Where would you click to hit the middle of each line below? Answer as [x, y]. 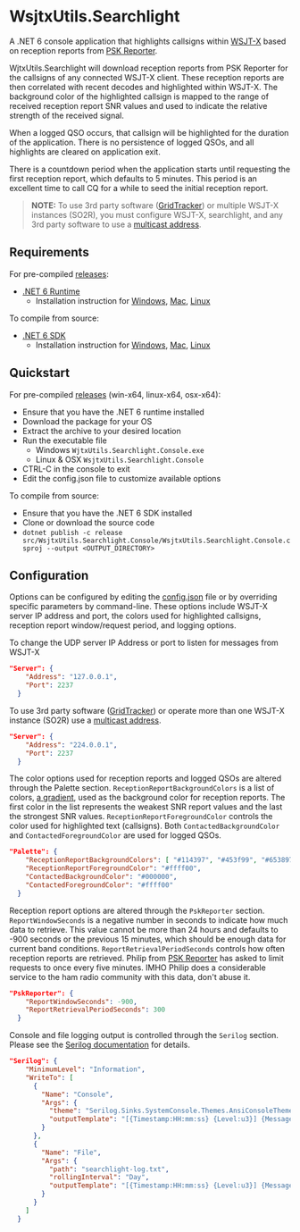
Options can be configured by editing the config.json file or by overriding [143, 597]
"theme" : [65, 1111]
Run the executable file [64, 440]
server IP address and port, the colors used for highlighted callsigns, [135, 616]
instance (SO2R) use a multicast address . [85, 720]
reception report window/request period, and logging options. [123, 625]
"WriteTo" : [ [50, 1077]
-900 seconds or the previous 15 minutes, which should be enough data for [148, 939]
